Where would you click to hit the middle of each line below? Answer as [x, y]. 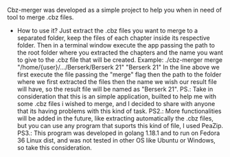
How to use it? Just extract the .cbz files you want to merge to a [107, 31]
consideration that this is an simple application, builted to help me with [116, 96]
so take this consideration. [55, 148]
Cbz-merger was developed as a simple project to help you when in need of [114, 10]
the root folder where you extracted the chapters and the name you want [120, 52]
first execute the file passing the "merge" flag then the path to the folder [119, 74]
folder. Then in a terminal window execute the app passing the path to [116, 45]
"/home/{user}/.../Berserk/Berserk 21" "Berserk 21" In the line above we [118, 67]
